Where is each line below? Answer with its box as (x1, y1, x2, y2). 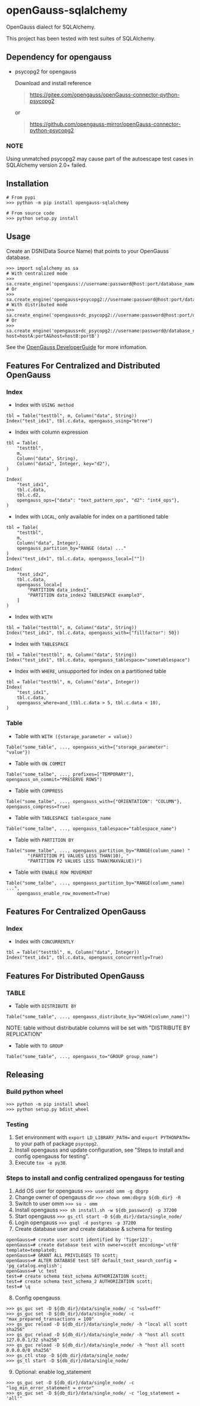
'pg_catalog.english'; (6, 1263, 62, 1269)
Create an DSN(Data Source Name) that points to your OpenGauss (6, 247, 169, 254)
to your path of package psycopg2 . (14, 1140, 99, 1147)
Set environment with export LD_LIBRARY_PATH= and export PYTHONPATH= (14, 1134, 190, 1141)
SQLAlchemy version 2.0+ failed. (6, 161, 87, 169)
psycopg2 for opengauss (14, 68, 77, 75)
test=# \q (6, 1284, 31, 1290)
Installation (6, 179, 49, 189)
